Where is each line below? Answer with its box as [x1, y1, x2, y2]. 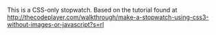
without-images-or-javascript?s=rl [7, 21, 104, 28]
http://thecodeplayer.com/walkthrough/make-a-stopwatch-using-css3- [7, 13, 209, 21]
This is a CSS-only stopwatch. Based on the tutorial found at [7, 6, 178, 14]
